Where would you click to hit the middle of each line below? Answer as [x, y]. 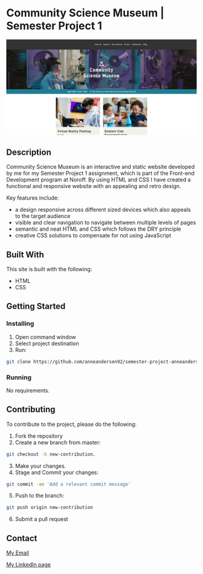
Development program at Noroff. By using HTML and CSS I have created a [99, 180]
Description [29, 152]
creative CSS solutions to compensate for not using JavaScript [93, 235]
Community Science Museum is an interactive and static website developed [101, 167]
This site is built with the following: [49, 269]
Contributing [31, 410]
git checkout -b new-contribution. [51, 454]
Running [19, 377]
